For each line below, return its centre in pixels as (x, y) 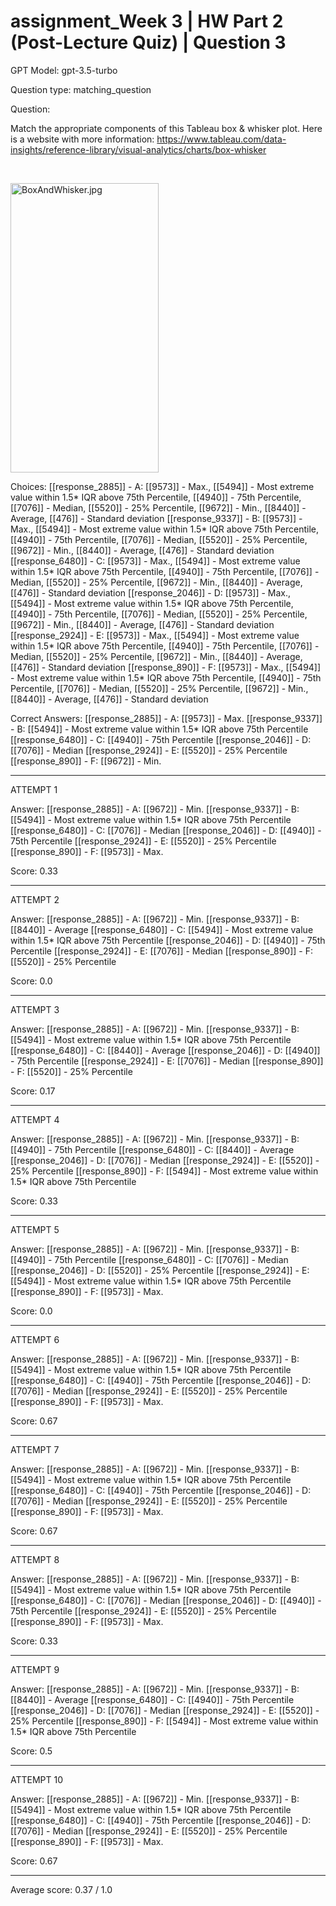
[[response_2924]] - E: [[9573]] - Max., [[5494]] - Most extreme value (155, 635)
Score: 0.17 (33, 1091)
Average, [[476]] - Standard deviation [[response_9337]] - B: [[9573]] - (156, 518)
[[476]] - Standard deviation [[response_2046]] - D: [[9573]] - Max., (151, 592)
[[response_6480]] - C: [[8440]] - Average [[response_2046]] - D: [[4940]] (165, 1050)
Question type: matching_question (81, 89)
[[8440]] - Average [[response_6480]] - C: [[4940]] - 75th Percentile (152, 1699)
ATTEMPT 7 (35, 1449)
